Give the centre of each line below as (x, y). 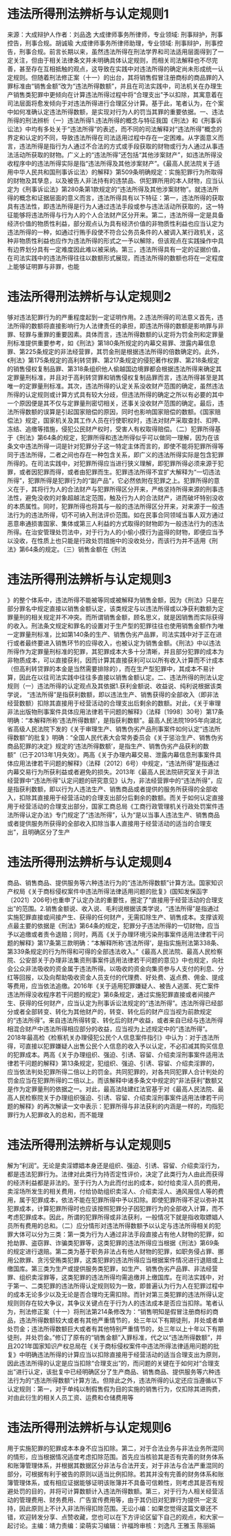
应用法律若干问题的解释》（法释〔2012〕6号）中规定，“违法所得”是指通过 (116, 763)
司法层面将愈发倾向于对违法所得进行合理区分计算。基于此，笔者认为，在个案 (115, 103)
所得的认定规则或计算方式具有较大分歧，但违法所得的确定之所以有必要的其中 (115, 394)
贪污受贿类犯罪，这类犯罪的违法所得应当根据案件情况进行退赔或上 (130, 1260)
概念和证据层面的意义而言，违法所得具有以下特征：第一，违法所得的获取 (121, 197)
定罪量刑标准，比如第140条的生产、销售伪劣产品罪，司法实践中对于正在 (114, 634)
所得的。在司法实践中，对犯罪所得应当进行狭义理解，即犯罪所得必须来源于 (112, 463)
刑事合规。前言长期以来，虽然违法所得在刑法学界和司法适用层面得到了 (118, 52)
